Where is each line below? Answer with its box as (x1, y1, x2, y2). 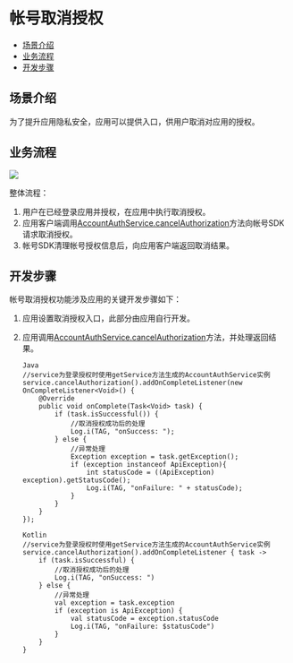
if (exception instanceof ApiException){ (70, 461, 227, 469)
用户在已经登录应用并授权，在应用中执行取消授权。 (21, 206, 211, 217)
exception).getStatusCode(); (21, 476, 131, 485)
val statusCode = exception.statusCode (70, 615, 219, 624)
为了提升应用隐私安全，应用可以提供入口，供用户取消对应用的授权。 (9, 116, 260, 126)
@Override (38, 394, 75, 403)
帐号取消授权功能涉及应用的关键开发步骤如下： (9, 294, 181, 305)
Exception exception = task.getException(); (70, 452, 239, 461)
